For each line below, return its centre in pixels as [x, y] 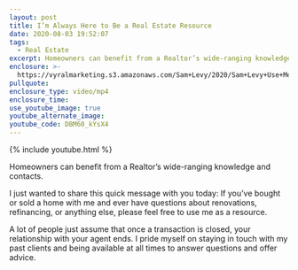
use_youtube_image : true [55, 108]
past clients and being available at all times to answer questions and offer [143, 248]
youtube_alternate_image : [57, 116]
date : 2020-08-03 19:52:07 [59, 34]
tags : [19, 42]
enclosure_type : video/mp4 [59, 91]
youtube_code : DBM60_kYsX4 [59, 125]
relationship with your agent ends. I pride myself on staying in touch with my [149, 239]
